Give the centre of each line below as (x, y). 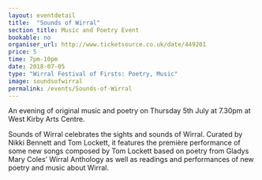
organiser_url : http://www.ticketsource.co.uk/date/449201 (107, 45)
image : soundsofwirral (45, 81)
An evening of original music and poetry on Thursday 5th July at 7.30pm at (129, 111)
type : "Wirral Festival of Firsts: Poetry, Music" (93, 74)
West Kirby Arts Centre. (47, 119)
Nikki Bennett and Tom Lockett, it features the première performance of (124, 143)
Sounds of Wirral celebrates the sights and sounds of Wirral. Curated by (125, 134)
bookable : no (30, 37)
